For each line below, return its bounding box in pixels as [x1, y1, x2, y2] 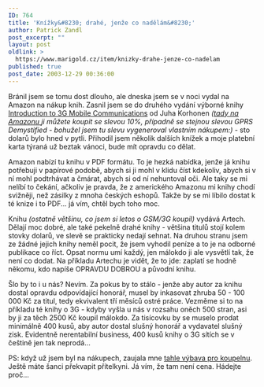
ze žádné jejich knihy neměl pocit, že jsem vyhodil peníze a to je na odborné [8, 239, 256, 249]
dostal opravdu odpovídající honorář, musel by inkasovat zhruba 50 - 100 [8, 288, 246, 297]
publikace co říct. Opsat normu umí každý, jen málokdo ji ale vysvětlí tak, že [8, 247, 255, 256]
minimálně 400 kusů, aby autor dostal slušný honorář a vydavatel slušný [8, 321, 243, 330]
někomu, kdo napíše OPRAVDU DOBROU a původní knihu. [8, 264, 196, 274]
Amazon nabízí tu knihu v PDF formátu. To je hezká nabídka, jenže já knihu [8, 157, 251, 166]
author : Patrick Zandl [8, 26, 83, 34]
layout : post [8, 41, 51, 49]
